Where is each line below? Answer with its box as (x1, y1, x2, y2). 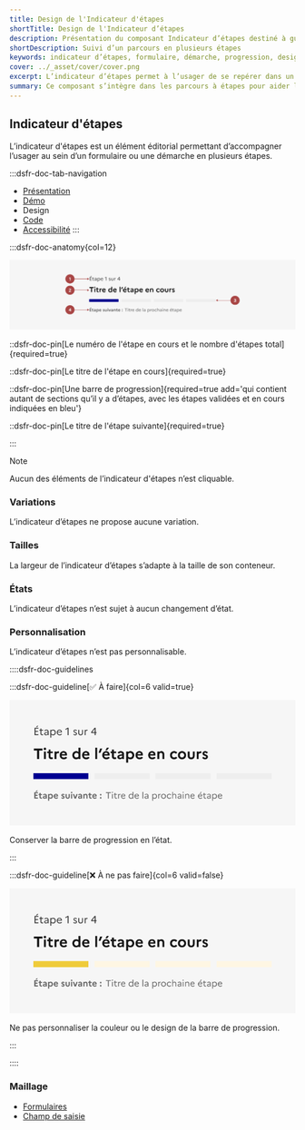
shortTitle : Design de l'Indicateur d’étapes (9, 24, 184, 34)
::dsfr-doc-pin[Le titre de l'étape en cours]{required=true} (9, 366, 227, 377)
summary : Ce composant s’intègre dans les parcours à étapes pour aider (9, 82, 290, 91)
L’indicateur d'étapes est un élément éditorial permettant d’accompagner (9, 141, 282, 152)
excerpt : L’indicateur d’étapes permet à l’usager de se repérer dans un (9, 73, 295, 82)
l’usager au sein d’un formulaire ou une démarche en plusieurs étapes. (9, 150, 273, 161)
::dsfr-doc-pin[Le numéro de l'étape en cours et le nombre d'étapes (9, 339, 263, 349)
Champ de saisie (22, 1110, 86, 1121)
